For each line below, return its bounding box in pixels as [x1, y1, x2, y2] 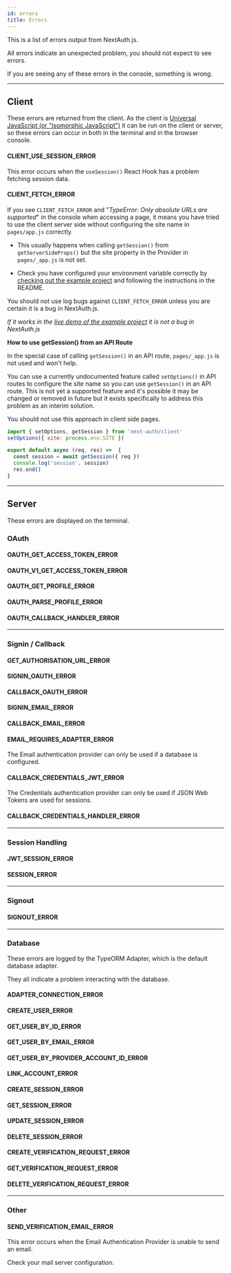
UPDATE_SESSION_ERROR [7, 1117, 85, 1125]
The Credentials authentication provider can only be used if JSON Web [7, 789, 208, 797]
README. [16, 283, 45, 291]
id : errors [7, 10, 38, 17]
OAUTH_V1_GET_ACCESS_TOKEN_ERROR [7, 566, 128, 575]
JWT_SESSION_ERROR [7, 855, 74, 863]
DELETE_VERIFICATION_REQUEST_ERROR [7, 1179, 129, 1188]
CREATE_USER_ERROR [7, 1006, 74, 1015]
